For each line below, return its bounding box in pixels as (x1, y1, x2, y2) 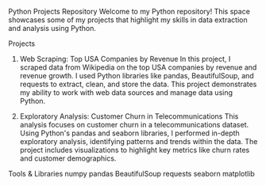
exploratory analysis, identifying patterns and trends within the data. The (19, 137, 258, 146)
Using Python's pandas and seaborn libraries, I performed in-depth (19, 128, 240, 138)
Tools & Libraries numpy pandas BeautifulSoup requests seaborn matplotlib (8, 169, 256, 178)
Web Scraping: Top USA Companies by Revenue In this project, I (19, 55, 231, 63)
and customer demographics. (19, 154, 117, 163)
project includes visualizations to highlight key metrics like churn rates (19, 146, 250, 154)
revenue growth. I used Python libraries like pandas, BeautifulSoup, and (19, 71, 254, 80)
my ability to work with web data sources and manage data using (19, 88, 233, 97)
